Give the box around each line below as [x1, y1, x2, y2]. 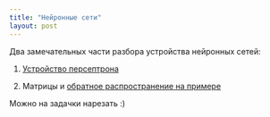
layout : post [9, 21, 58, 30]
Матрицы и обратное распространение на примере [21, 80, 222, 91]
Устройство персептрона [21, 63, 119, 74]
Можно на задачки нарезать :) [9, 97, 126, 108]
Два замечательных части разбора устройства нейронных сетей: [9, 46, 261, 56]
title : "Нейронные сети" [9, 13, 102, 22]
